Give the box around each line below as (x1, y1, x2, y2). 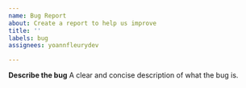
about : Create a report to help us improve (8, 19, 157, 27)
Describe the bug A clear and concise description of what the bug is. (8, 70, 239, 80)
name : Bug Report (8, 11, 67, 20)
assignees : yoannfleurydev (8, 42, 99, 50)
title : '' (8, 26, 42, 34)
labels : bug (8, 34, 48, 42)
